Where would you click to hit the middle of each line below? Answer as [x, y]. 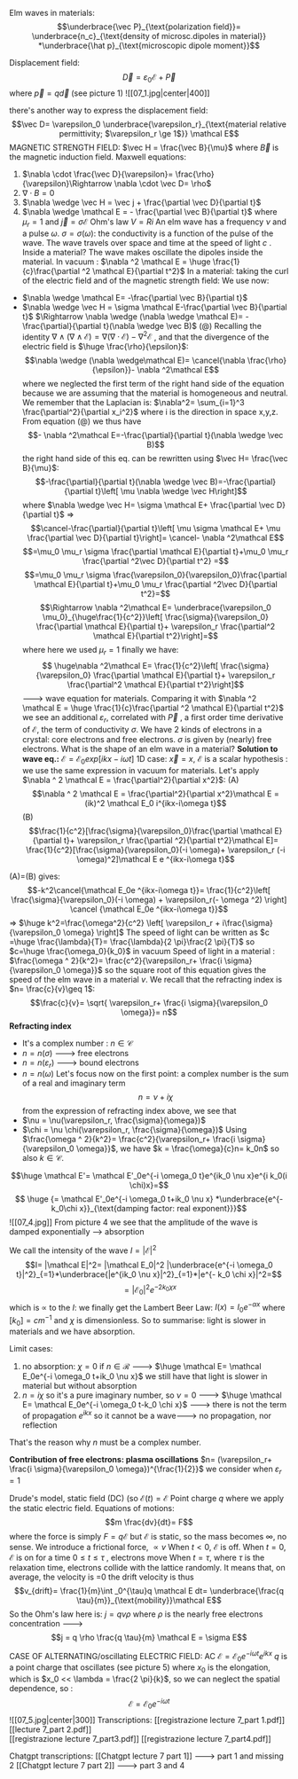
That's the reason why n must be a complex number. [105, 1442]
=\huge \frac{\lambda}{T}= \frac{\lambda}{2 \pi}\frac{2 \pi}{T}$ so [132, 941]
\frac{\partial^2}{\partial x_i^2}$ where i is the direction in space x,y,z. [150, 412]
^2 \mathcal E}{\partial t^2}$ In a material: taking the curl [185, 270]
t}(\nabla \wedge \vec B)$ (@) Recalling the [182, 325]
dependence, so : [41, 1689]
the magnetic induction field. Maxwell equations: [98, 157]
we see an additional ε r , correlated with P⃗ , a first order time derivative [153, 718]
